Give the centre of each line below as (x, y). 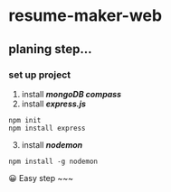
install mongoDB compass (71, 94)
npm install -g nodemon (53, 161)
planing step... (50, 49)
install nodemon (52, 144)
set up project (40, 75)
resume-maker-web (85, 16)
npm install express (47, 128)
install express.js (54, 104)
